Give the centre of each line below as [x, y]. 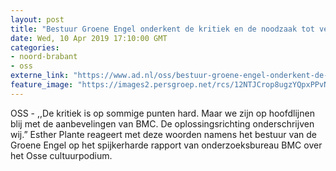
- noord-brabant [44, 57]
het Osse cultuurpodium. [61, 155]
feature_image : [42, 85]
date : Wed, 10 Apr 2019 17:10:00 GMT [89, 38]
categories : [35, 47]
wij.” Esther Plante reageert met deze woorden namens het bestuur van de [163, 134]
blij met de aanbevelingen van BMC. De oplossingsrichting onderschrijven [162, 123]
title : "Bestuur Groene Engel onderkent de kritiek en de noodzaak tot [162, 29]
